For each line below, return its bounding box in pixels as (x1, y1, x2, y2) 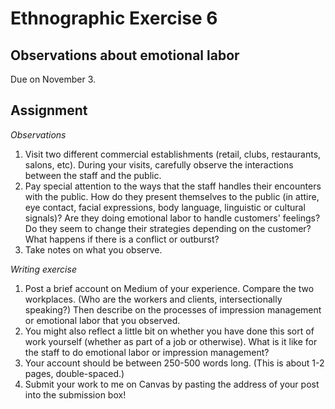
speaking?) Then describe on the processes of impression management (24, 303, 322, 316)
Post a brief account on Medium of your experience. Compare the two (24, 282, 315, 294)
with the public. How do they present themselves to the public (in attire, (24, 190, 320, 202)
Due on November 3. (10, 73, 97, 85)
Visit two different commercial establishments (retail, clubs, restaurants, (24, 148, 322, 160)
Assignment (10, 102, 88, 119)
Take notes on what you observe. (24, 243, 163, 256)
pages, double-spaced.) (24, 367, 125, 379)
